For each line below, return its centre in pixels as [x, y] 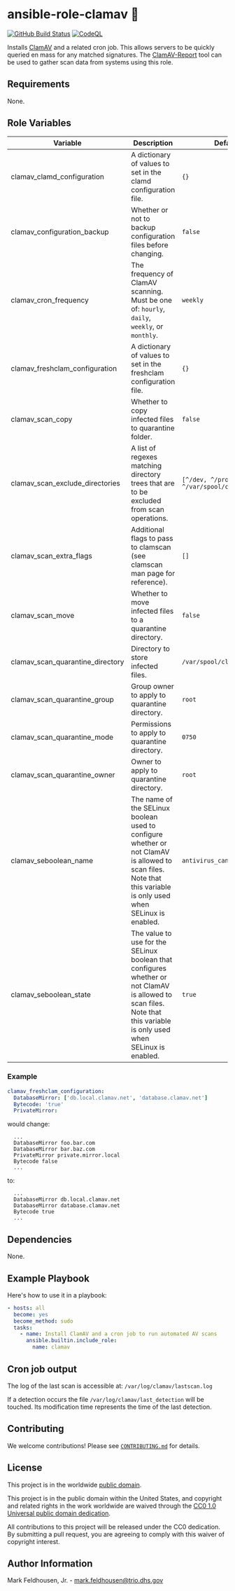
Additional [148, 530]
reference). [149, 582]
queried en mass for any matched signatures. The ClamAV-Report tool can [115, 55]
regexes [144, 457]
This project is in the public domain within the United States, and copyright [115, 1498]
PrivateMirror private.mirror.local [67, 1155]
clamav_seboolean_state [51, 994]
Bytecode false [36, 1162]
